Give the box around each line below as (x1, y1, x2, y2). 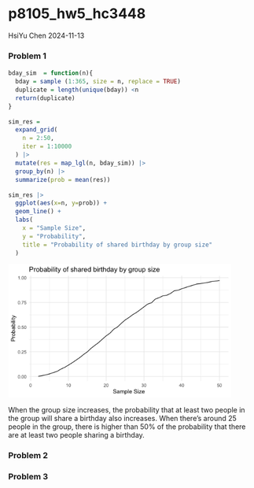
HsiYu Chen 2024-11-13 (8, 31, 85, 40)
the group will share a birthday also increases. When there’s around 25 (8, 414, 237, 423)
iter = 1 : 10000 (22, 142, 72, 150)
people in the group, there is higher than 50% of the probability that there (8, 422, 246, 431)
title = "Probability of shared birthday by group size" (22, 241, 213, 249)
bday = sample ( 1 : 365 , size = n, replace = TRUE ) (15, 78, 181, 86)
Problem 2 (8, 450, 49, 461)
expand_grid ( (15, 126, 58, 134)
